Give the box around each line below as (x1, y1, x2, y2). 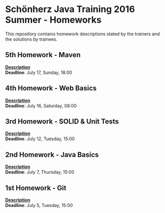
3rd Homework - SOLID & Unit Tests (5, 117, 119, 126)
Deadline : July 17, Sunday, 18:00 (5, 69, 72, 75)
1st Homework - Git (5, 183, 66, 192)
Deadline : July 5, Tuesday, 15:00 (5, 202, 73, 208)
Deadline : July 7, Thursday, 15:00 (5, 169, 74, 175)
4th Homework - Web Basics (5, 84, 97, 92)
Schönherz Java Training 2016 (5, 4, 135, 15)
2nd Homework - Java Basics (5, 150, 99, 159)
